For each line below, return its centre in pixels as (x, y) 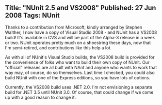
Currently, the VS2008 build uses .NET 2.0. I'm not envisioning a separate (79, 87)
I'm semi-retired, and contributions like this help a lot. (58, 47)
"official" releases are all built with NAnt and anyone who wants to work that (81, 67)
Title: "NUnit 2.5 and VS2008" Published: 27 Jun (81, 8)
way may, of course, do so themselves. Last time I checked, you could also (80, 73)
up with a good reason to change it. (40, 97)
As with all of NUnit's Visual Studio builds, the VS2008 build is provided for (80, 57)
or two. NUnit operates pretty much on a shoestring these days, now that (78, 43)
